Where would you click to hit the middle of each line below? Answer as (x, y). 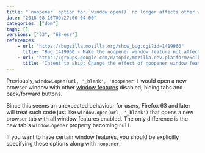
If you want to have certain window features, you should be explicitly (93, 137)
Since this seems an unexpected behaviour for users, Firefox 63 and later (99, 105)
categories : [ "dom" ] (33, 23)
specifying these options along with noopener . (63, 143)
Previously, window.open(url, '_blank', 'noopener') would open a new (97, 81)
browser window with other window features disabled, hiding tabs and (95, 87)
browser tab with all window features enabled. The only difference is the (97, 118)
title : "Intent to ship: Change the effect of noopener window (105, 63)
